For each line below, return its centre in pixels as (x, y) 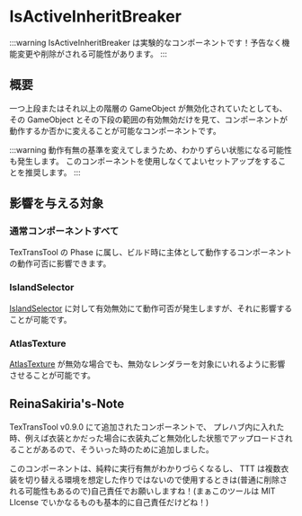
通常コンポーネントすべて (64, 231)
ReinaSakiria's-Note (67, 404)
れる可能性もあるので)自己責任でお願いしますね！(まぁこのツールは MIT (142, 491)
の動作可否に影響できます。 (60, 263)
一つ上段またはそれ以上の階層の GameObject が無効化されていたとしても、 (148, 108)
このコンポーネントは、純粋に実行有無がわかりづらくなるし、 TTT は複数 (145, 468)
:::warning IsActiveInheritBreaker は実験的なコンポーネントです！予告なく (146, 42)
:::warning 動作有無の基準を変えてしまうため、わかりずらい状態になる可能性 (151, 149)
